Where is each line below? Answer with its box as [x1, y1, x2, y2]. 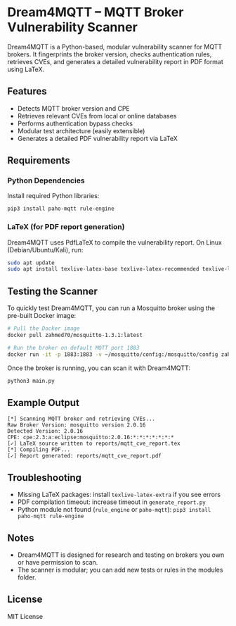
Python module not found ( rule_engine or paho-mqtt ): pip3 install [17, 505, 211, 514]
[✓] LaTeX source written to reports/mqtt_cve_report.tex [7, 440, 181, 448]
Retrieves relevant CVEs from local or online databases [17, 111, 177, 120]
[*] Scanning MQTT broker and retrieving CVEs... [7, 415, 156, 423]
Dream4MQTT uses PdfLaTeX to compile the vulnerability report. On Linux [7, 238, 223, 247]
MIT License [7, 612, 44, 620]
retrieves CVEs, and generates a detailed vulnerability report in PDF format [7, 57, 223, 66]
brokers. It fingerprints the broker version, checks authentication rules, [7, 50, 212, 59]
